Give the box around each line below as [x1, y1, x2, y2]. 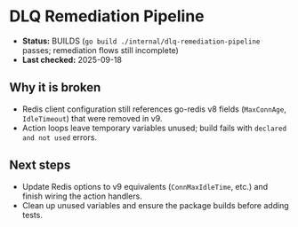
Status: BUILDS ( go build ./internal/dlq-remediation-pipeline [21, 35, 261, 46]
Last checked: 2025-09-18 [21, 54, 123, 65]
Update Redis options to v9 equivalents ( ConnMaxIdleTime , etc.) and [21, 181, 269, 192]
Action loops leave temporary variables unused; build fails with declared [21, 122, 287, 133]
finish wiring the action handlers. [21, 191, 142, 201]
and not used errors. [21, 131, 98, 143]
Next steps [9, 158, 71, 173]
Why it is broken [9, 80, 101, 95]
